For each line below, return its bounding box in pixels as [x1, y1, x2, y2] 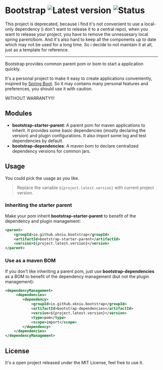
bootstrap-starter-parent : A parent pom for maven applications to [12, 122, 146, 128]
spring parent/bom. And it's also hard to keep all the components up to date [5, 37, 157, 42]
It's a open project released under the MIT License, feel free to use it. [5, 359, 144, 365]
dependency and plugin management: [5, 218, 81, 224]
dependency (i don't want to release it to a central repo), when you [14, 26, 148, 32]
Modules [5, 110, 33, 118]
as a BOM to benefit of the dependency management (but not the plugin [5, 273, 149, 279]
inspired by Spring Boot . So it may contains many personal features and [5, 80, 148, 86]
